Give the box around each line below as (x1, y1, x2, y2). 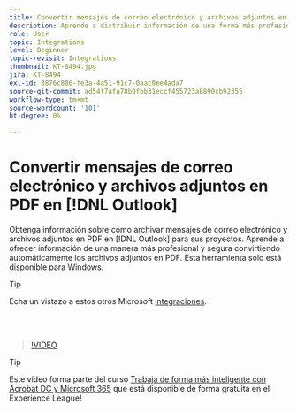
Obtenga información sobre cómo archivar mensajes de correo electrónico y (9, 225, 288, 235)
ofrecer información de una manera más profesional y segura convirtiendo (9, 243, 281, 254)
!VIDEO (30, 340, 57, 350)
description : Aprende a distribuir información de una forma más (9, 21, 255, 30)
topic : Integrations (9, 37, 86, 47)
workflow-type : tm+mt (9, 95, 89, 104)
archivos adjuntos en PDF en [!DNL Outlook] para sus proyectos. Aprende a (9, 233, 285, 244)
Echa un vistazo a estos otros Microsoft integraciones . (9, 296, 208, 307)
